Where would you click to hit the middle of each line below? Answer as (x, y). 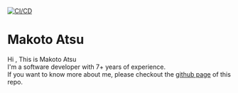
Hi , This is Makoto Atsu (42, 59)
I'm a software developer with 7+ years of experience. (86, 67)
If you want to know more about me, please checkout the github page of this (119, 74)
